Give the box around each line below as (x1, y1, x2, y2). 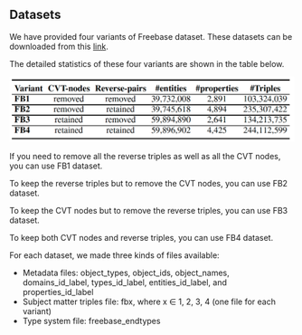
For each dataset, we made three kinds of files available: (9, 250, 220, 261)
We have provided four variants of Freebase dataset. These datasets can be (9, 31, 293, 42)
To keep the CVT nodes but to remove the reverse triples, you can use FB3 (9, 206, 288, 216)
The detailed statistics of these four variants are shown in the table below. (9, 58, 285, 69)
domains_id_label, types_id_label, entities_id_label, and (22, 277, 228, 288)
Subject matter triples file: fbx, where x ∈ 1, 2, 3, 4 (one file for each (22, 296, 276, 307)
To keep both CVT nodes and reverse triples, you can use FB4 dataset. (9, 233, 274, 244)
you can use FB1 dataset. (9, 160, 103, 171)
